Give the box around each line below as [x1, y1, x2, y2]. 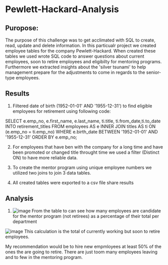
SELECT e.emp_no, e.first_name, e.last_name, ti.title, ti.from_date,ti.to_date [5, 118, 161, 124]
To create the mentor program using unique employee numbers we [12, 164, 152, 170]
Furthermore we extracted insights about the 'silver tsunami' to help [5, 64, 146, 70]
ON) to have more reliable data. [12, 154, 78, 160]
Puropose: [5, 24, 39, 32]
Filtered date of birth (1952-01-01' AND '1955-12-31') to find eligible [12, 103, 152, 109]
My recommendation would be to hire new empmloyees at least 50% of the [5, 243, 161, 249]
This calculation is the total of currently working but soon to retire [24, 228, 160, 234]
